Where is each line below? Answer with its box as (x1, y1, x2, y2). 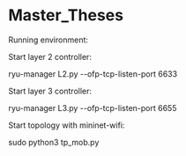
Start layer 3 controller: (8, 85, 93, 96)
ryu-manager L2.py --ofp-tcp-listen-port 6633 (8, 68, 178, 79)
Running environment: (8, 34, 89, 45)
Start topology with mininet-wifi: (8, 120, 125, 130)
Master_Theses (8, 5, 124, 26)
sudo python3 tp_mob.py (8, 137, 100, 147)
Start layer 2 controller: (8, 51, 92, 62)
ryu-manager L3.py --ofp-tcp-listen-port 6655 (8, 102, 177, 113)
